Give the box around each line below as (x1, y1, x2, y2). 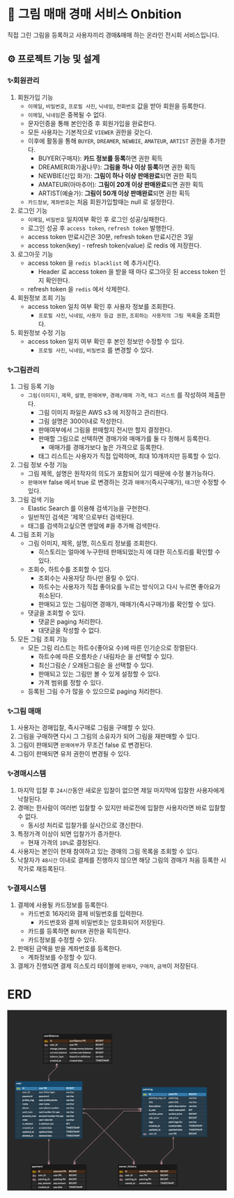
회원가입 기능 (17, 93, 54, 101)
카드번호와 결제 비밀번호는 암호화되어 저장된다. (38, 918, 165, 926)
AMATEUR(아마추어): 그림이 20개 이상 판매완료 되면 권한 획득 (38, 180, 204, 188)
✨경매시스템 (7, 768, 47, 778)
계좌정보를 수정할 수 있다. (27, 953, 97, 961)
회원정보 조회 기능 (17, 294, 66, 302)
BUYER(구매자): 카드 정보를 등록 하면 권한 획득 (38, 154, 163, 162)
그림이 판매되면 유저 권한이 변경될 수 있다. (17, 750, 131, 758)
